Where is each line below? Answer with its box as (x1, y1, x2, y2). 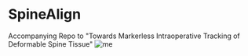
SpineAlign (8, 5, 81, 23)
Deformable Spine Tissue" (8, 39, 93, 48)
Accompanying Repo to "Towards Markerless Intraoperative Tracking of (8, 31, 241, 40)
